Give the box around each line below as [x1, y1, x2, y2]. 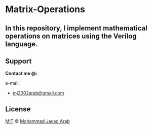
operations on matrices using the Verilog [5, 31, 137, 40]
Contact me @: [5, 70, 37, 77]
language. [5, 40, 38, 48]
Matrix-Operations [5, 4, 85, 15]
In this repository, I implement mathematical [5, 24, 148, 33]
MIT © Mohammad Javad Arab [5, 118, 70, 124]
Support [5, 57, 32, 66]
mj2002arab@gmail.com [12, 90, 64, 96]
